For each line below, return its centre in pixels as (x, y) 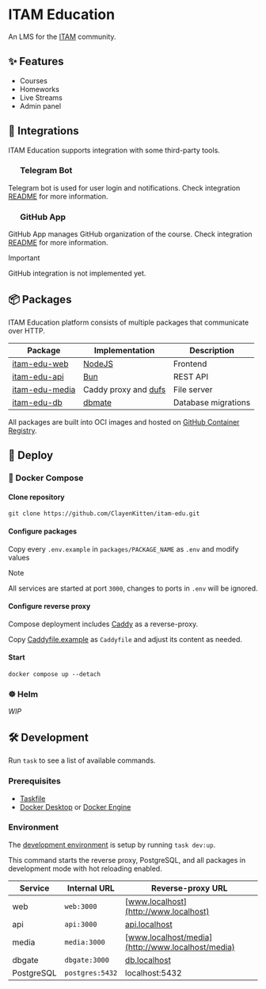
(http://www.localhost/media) (180, 947)
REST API (191, 376)
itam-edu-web (40, 364)
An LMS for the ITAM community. (62, 37)
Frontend (190, 364)
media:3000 (85, 942)
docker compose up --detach (55, 675)
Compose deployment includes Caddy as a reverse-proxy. (103, 624)
